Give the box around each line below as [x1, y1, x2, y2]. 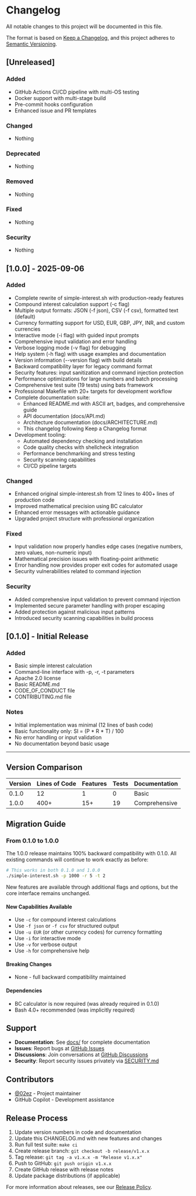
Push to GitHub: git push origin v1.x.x [14, 1160, 112, 1167]
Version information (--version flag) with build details [14, 357, 142, 364]
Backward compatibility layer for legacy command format [14, 362, 153, 369]
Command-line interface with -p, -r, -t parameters [14, 669, 135, 676]
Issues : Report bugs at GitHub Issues [14, 1045, 105, 1052]
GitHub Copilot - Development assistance [14, 1096, 115, 1104]
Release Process [6, 1113, 68, 1123]
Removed [6, 177, 34, 186]
